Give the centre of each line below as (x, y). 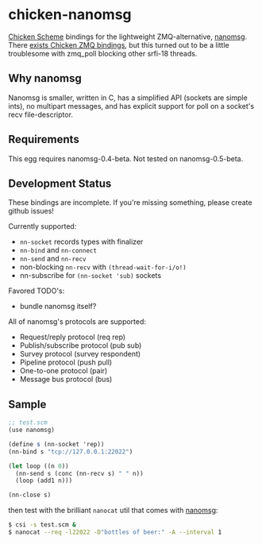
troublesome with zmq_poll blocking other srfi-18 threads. (103, 53)
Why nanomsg (45, 78)
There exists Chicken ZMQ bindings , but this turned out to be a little (119, 44)
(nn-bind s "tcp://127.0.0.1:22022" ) (71, 451)
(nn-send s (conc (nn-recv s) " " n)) (80, 473)
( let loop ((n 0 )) (39, 466)
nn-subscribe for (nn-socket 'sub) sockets (90, 276)
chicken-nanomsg (70, 15)
